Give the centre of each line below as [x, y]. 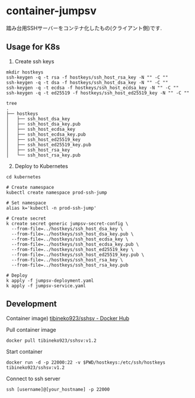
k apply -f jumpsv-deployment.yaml [50, 280]
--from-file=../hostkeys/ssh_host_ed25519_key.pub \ [78, 255]
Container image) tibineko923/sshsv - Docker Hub [68, 318]
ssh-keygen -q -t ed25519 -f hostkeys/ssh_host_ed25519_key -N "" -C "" [98, 93]
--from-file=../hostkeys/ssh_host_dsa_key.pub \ [73, 234]
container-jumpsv [51, 11]
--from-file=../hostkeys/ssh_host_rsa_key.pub [70, 265]
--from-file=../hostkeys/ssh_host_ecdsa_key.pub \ [75, 244]
